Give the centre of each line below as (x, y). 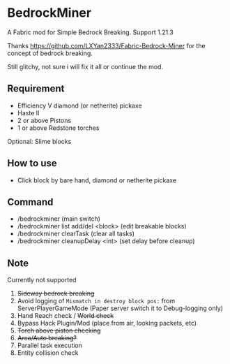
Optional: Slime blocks (39, 141)
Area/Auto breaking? (47, 338)
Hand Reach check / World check (66, 316)
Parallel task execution (49, 345)
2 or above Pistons (44, 120)
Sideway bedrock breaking (56, 293)
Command (30, 202)
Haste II (28, 112)
